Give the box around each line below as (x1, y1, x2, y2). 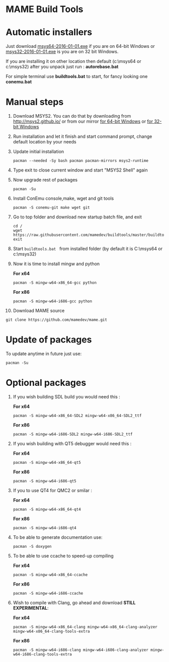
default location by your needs (13, 139, 77, 145)
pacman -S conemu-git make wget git (13, 205, 90, 210)
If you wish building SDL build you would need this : (13, 393, 120, 399)
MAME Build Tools (6, 4, 83, 15)
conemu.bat (6, 79, 32, 85)
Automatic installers (6, 27, 93, 38)
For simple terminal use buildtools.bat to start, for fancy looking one (6, 73, 148, 79)
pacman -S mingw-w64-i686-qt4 (13, 525, 77, 530)
